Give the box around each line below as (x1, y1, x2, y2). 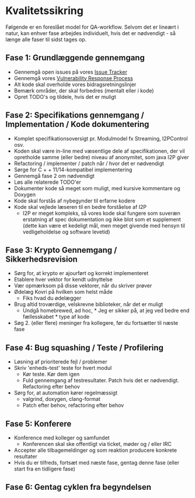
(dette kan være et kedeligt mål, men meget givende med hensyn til (22, 222, 185, 229)
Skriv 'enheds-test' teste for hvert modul (13, 365, 112, 372)
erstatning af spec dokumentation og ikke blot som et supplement (22, 215, 182, 223)
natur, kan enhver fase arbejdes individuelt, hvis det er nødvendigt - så (5, 29, 176, 36)
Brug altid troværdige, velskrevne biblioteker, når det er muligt (13, 301, 163, 308)
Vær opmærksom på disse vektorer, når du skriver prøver (13, 282, 152, 289)
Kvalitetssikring (5, 4, 84, 18)
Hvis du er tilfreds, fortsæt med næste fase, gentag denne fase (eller (13, 459, 179, 466)
